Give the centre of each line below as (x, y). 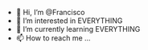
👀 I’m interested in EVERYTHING (69, 21)
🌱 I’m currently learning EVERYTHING (78, 29)
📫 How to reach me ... (53, 38)
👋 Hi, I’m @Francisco (50, 12)
